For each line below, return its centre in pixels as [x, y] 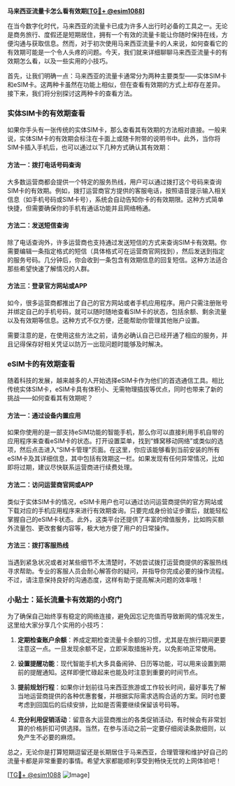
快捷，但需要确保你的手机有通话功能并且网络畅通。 [81, 208]
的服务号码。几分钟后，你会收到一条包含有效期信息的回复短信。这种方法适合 [117, 259]
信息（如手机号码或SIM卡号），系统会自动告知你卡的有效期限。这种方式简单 [115, 199]
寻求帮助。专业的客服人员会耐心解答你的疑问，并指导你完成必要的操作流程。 [117, 571]
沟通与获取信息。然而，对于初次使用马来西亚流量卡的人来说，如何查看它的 [120, 43]
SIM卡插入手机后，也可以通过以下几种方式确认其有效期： [90, 147]
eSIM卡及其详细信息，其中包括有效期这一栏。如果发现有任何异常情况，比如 [116, 459]
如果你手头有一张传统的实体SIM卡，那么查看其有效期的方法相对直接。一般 [114, 130]
